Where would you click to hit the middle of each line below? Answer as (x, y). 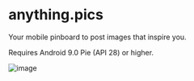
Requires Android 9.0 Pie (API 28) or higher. (81, 52)
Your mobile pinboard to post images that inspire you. (98, 37)
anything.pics (56, 15)
